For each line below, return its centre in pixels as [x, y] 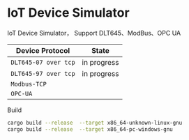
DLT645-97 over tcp [43, 73]
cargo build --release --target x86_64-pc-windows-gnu [90, 129]
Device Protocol [43, 50]
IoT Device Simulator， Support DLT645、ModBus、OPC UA [94, 33]
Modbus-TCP [29, 84]
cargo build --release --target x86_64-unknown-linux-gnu [95, 123]
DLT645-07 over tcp [43, 62]
